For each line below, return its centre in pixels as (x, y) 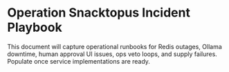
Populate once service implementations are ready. (79, 61)
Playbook (35, 27)
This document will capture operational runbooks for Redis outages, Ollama (115, 46)
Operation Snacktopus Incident (99, 13)
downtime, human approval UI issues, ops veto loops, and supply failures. (112, 54)
